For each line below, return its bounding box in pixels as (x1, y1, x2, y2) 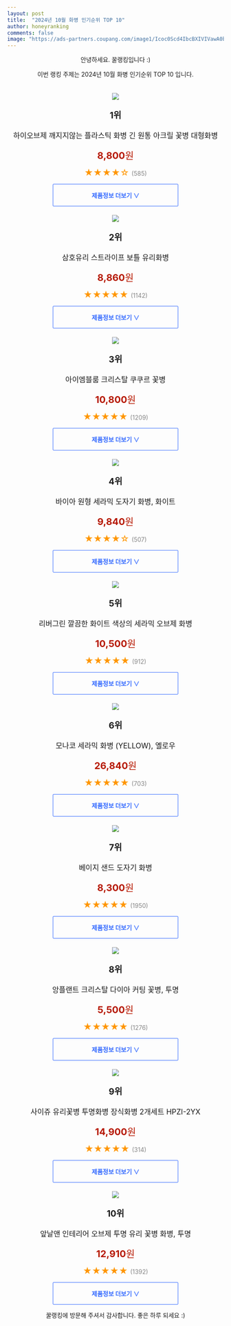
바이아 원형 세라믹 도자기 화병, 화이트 (55, 497, 176, 507)
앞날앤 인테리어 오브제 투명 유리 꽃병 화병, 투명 (40, 1229, 191, 1239)
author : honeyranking (7, 23, 69, 30)
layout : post (7, 10, 45, 17)
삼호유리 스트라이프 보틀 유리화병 (61, 253, 170, 263)
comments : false (7, 29, 54, 37)
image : (7, 36, 26, 43)
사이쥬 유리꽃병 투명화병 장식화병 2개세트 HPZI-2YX (30, 1107, 201, 1117)
